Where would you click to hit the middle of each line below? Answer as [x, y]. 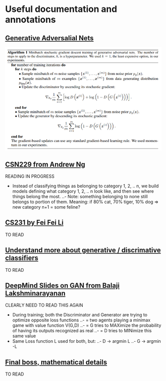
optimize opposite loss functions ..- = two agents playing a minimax [81, 320]
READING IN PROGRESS [30, 176]
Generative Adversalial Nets [50, 38]
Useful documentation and [61, 9]
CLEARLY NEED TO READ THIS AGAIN [44, 305]
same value [24, 336]
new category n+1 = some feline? [46, 207]
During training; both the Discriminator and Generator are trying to [80, 315]
